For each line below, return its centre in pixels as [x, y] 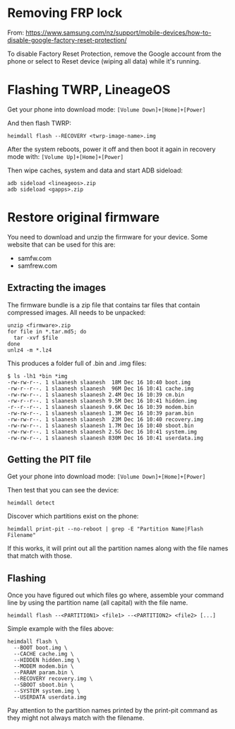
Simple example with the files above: [61, 629]
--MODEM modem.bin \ [44, 666]
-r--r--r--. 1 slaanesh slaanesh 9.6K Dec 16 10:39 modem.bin [101, 407]
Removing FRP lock [65, 13]
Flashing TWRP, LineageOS [89, 90]
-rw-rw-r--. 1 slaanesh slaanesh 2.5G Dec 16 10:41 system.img [102, 432]
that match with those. [40, 556]
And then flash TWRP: [40, 123]
